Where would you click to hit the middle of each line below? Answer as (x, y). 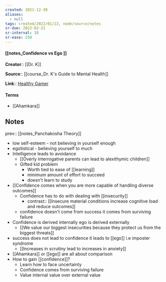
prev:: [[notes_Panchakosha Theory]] (43, 134)
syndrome (23, 243)
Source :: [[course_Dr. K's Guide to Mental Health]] (57, 74)
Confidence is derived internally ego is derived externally (71, 222)
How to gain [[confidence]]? (41, 259)
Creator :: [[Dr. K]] (23, 65)
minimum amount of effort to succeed (66, 175)
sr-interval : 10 (22, 33)
